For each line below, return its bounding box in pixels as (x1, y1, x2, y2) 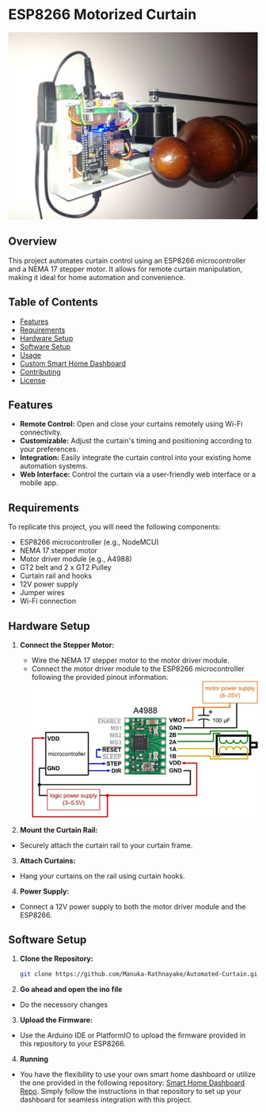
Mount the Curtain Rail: (19, 825, 98, 834)
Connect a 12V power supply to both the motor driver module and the (19, 901, 246, 911)
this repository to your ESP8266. (19, 1039, 127, 1049)
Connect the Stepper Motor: (19, 640, 115, 650)
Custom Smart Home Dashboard (19, 359, 127, 368)
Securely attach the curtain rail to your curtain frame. (19, 841, 193, 850)
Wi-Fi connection (19, 596, 77, 606)
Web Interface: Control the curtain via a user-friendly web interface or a (19, 469, 256, 480)
